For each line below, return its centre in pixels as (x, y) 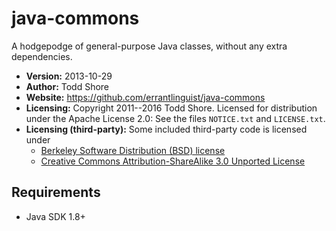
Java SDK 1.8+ (55, 216)
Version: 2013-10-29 (69, 76)
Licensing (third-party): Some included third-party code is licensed (166, 129)
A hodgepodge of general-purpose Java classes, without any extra (149, 46)
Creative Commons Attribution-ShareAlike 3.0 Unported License (173, 161)
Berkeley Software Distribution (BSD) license (133, 150)
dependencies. (42, 56)
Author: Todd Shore (67, 86)
